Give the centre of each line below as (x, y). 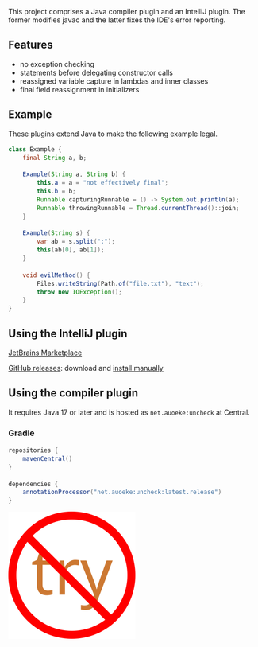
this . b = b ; (57, 191)
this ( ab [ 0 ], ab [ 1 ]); (71, 250)
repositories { (33, 450)
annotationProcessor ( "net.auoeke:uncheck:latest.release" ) (122, 493)
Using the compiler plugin (73, 393)
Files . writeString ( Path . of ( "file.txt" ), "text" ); (120, 283)
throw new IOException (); (80, 292)
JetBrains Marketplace (45, 353)
